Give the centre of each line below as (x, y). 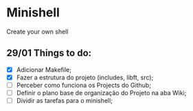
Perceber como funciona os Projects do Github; (84, 85)
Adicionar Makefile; (44, 69)
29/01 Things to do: (49, 53)
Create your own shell (37, 32)
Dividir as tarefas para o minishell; (64, 100)
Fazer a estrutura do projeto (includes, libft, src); (85, 77)
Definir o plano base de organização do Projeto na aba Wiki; (101, 92)
